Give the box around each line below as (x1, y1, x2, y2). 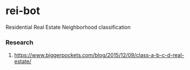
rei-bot (5, 4, 41, 18)
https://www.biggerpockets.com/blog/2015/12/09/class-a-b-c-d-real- (14, 52, 185, 59)
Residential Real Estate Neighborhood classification (5, 24, 131, 31)
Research (5, 38, 34, 46)
